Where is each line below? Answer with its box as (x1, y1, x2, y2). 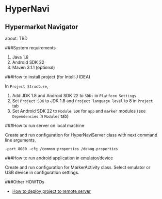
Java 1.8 (12, 54, 29, 60)
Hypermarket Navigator (5, 23, 79, 31)
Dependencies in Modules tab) (12, 113, 69, 119)
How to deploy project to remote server (12, 188, 91, 194)
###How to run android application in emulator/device (5, 155, 113, 161)
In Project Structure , (5, 83, 49, 89)
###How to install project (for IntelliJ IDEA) (5, 74, 91, 79)
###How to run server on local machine (5, 122, 85, 128)
